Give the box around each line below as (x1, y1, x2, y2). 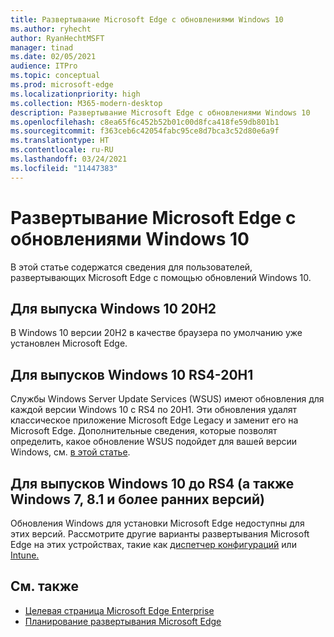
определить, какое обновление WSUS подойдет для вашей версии (10, 436, 298, 448)
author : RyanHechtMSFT (10, 33, 105, 43)
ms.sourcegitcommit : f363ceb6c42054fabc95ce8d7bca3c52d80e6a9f (10, 126, 280, 136)
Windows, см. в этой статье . (10, 446, 131, 458)
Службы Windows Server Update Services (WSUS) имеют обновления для (10, 393, 325, 405)
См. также (10, 578, 80, 595)
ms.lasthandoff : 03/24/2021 (10, 154, 128, 164)
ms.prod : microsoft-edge (10, 80, 114, 90)
